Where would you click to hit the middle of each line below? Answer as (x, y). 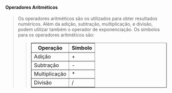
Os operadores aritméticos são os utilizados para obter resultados (88, 18)
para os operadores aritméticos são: (56, 35)
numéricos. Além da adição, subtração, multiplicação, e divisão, (85, 24)
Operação (50, 48)
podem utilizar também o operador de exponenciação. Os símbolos (89, 30)
